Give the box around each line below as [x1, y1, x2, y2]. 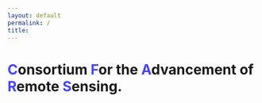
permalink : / [7, 19, 51, 27]
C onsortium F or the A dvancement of [7, 60, 254, 78]
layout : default [7, 11, 61, 20]
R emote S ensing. [7, 77, 122, 95]
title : [7, 26, 29, 34]
